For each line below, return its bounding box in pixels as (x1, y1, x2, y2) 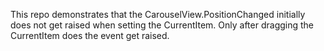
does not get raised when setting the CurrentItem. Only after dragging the (10, 19, 315, 31)
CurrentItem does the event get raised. (10, 30, 170, 41)
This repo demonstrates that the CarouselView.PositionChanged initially (10, 9, 306, 20)
